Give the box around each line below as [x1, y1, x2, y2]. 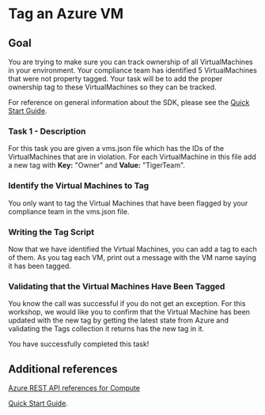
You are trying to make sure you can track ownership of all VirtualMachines [8, 57, 253, 66]
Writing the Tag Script [8, 226, 95, 237]
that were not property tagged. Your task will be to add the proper [8, 74, 223, 83]
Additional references [8, 362, 118, 375]
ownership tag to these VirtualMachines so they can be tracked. [8, 82, 217, 92]
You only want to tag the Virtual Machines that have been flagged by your [8, 198, 248, 208]
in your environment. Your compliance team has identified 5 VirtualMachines [8, 66, 257, 75]
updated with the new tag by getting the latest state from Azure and [8, 315, 229, 325]
